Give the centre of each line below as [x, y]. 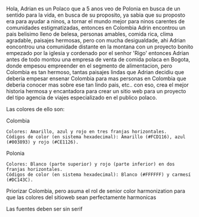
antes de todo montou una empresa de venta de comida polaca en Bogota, [98, 59]
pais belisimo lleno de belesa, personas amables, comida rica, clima [90, 34]
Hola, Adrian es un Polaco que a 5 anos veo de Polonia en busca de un [93, 9]
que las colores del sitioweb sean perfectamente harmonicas [81, 197]
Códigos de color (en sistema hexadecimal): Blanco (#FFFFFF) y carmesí [99, 175]
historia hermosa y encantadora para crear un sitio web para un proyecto [96, 91]
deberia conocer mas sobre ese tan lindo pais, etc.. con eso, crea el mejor [98, 85]
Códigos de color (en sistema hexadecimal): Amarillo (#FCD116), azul [96, 137]
